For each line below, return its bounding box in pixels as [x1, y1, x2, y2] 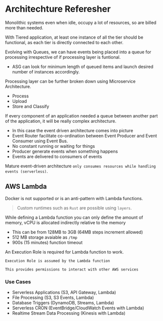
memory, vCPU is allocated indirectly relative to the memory [5, 219, 126, 226]
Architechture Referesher [5, 3, 111, 15]
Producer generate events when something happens [12, 148, 118, 154]
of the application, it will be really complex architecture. [5, 118, 117, 124]
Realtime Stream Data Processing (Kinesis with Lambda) [12, 310, 126, 316]
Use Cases [5, 278, 31, 285]
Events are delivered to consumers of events [12, 153, 102, 160]
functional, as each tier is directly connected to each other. [5, 39, 123, 45]
